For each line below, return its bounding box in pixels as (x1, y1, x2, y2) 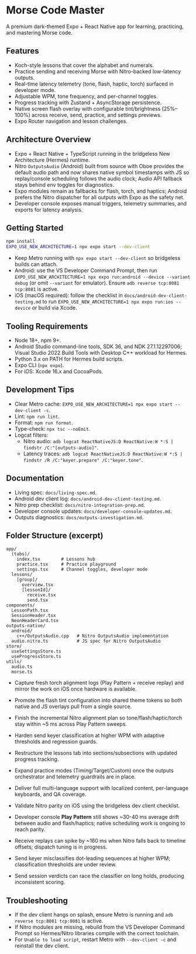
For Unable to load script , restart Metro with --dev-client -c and (14, 936, 177, 943)
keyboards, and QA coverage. (14, 791, 87, 798)
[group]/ (16, 577, 38, 583)
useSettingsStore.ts (11, 648, 61, 654)
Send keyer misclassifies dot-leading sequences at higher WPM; (14, 855, 171, 862)
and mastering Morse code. (6, 29, 73, 36)
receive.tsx (27, 592, 57, 598)
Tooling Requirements (6, 321, 88, 331)
